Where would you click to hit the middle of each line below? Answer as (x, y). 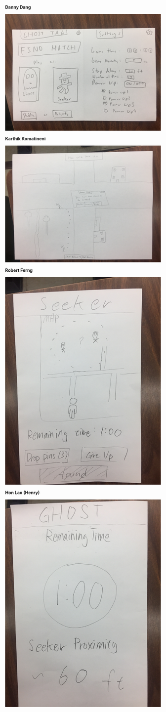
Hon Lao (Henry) (22, 493)
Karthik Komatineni (25, 139)
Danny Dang (18, 7)
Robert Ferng (19, 270)
